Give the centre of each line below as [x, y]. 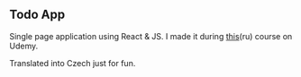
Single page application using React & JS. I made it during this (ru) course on [151, 36]
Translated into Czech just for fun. [73, 63]
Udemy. [24, 46]
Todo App [37, 15]
